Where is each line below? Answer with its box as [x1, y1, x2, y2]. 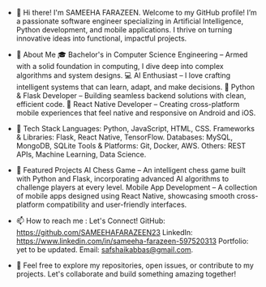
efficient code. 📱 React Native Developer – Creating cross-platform [15, 100, 240, 109]
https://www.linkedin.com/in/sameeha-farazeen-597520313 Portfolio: [15, 236, 249, 246]
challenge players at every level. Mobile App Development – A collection [15, 182, 258, 192]
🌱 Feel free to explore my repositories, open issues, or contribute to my [15, 260, 254, 270]
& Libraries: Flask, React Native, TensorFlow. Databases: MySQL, [15, 132, 234, 142]
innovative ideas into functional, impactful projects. [15, 33, 187, 43]
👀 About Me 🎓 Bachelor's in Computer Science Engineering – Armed [15, 49, 248, 59]
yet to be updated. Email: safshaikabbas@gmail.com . [15, 245, 194, 255]
